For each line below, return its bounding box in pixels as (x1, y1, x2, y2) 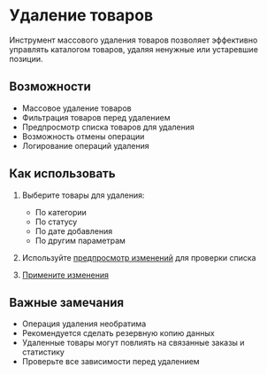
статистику (21, 347, 65, 357)
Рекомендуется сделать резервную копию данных (21, 328, 215, 339)
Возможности (9, 79, 91, 94)
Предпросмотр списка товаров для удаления (21, 121, 195, 132)
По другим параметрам (34, 235, 126, 246)
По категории (34, 207, 87, 217)
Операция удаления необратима (21, 318, 147, 329)
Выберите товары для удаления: (21, 190, 145, 200)
